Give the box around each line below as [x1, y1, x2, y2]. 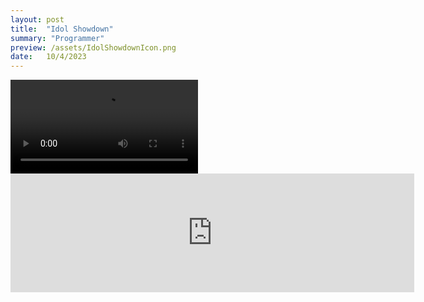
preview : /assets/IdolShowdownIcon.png [10, 42, 177, 53]
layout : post [10, 14, 65, 25]
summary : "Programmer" [10, 33, 105, 43]
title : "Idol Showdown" [10, 24, 114, 34]
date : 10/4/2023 [10, 52, 87, 62]
